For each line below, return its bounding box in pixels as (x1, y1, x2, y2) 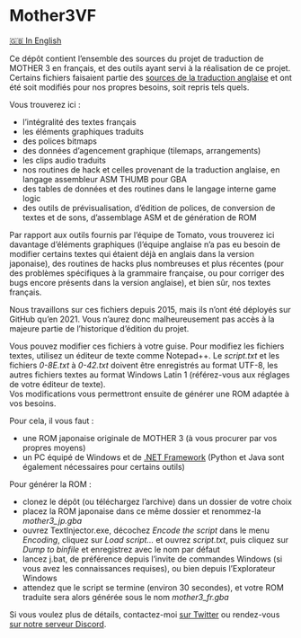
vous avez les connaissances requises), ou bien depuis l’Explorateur (22, 563, 276, 573)
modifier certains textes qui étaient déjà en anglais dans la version (9, 248, 254, 259)
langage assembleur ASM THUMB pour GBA (22, 173, 187, 184)
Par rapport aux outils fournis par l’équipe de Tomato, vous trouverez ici (9, 229, 275, 240)
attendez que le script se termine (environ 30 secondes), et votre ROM (22, 581, 285, 593)
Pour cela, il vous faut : (9, 415, 94, 426)
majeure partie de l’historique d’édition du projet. (9, 323, 190, 333)
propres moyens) (22, 442, 86, 453)
